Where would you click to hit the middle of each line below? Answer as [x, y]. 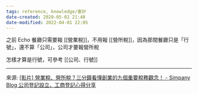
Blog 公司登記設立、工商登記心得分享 [51, 85]
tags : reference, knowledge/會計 [46, 11]
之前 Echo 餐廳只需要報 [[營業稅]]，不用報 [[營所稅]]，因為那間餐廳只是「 [95, 40]
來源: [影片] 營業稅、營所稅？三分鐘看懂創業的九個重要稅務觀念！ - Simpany [98, 78]
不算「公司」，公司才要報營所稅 [61, 47]
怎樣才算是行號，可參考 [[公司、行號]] [52, 60]
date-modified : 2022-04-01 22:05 [47, 22]
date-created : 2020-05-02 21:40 [46, 17]
